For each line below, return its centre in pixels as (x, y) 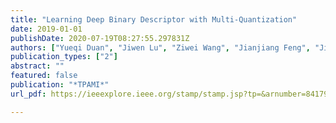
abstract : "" (37, 66)
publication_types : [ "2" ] (64, 57)
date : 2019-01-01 (46, 29)
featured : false (44, 76)
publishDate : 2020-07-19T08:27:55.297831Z (100, 38)
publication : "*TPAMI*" (60, 85)
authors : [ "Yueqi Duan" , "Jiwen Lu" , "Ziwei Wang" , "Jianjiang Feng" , (160, 47)
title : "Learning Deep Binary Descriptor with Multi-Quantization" (154, 19)
